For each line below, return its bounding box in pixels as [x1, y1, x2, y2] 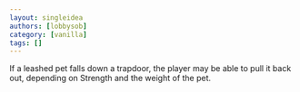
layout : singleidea [9, 13, 84, 23]
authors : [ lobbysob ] [9, 22, 88, 31]
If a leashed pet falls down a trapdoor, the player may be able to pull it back [9, 63, 292, 74]
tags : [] [9, 38, 43, 48]
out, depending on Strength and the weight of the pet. [9, 73, 212, 84]
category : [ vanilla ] [9, 30, 88, 39]
